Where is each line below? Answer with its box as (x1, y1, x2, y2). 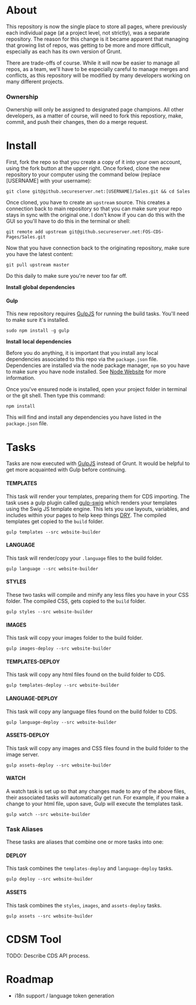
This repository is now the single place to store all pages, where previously (6, 23, 187, 30)
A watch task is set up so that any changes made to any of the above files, (6, 788, 186, 795)
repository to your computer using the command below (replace (6, 171, 161, 178)
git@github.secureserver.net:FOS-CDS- (69, 229, 164, 235)
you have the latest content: (6, 251, 73, 258)
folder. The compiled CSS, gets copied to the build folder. (6, 597, 146, 604)
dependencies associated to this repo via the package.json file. (6, 356, 158, 363)
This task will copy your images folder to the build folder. (6, 634, 143, 641)
